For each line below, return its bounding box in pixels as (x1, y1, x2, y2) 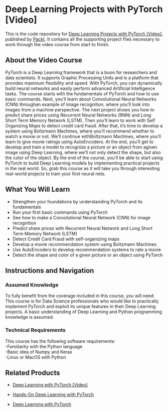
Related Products (5, 368, 60, 377)
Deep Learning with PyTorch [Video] (12, 382, 88, 388)
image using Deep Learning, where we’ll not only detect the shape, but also (5, 149, 161, 155)
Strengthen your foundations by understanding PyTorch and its (12, 198, 143, 204)
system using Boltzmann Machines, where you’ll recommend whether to (5, 128, 154, 134)
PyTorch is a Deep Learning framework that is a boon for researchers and (5, 69, 157, 75)
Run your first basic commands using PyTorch (12, 209, 108, 215)
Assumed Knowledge (5, 281, 59, 288)
